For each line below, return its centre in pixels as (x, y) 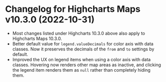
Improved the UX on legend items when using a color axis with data (81, 59)
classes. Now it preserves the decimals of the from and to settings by (83, 49)
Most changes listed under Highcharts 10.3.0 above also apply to (79, 33)
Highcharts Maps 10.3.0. (37, 39)
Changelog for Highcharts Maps (73, 9)
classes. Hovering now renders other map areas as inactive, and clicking (87, 65)
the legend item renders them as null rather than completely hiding (81, 70)
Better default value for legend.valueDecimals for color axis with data (83, 43)
